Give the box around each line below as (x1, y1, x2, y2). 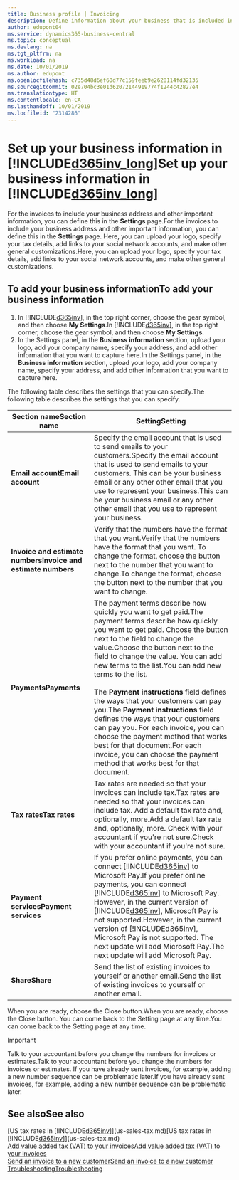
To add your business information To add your (7, 283, 213, 295)
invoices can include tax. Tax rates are (93, 787, 221, 797)
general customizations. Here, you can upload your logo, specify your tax (7, 247, 221, 256)
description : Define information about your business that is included (7, 17, 224, 24)
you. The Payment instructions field (93, 705, 215, 715)
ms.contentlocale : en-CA (7, 97, 81, 104)
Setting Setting (136, 416, 186, 426)
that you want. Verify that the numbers (93, 533, 221, 543)
